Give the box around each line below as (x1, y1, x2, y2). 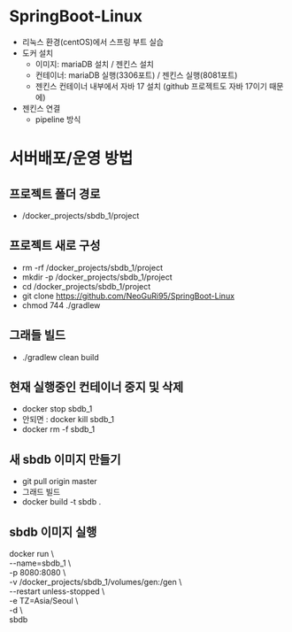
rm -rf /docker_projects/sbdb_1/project (21, 262, 164, 273)
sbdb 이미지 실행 (9, 524, 97, 539)
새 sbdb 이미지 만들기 (9, 451, 121, 466)
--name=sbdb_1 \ (9, 558, 72, 568)
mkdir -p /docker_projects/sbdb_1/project (21, 272, 173, 282)
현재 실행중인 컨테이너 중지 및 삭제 (9, 379, 184, 395)
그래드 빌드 (21, 487, 61, 497)
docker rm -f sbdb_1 (21, 424, 96, 435)
